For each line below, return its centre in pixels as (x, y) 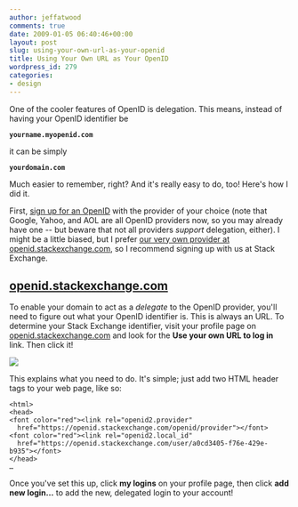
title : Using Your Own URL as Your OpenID (89, 59)
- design (25, 84)
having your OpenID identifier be (69, 118)
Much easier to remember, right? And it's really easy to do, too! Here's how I (149, 184)
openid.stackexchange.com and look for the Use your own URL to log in (141, 335)
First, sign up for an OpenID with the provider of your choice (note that (138, 211)
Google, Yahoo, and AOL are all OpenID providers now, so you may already (146, 220)
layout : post (33, 42)
